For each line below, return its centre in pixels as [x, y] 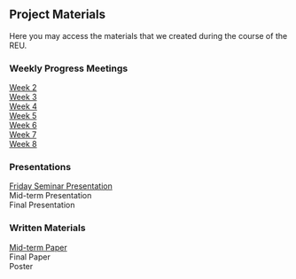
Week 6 [23, 125]
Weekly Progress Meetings [69, 68]
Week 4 [23, 106]
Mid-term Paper [39, 247]
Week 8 [23, 144]
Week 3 [23, 97]
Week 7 [23, 135]
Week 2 [23, 88]
